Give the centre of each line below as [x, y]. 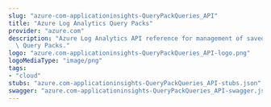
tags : [17, 68]
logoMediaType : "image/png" [56, 61]
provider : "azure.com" [46, 31]
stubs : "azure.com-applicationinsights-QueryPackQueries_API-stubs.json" [135, 83]
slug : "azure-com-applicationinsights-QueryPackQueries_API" [113, 16]
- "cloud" [25, 76]
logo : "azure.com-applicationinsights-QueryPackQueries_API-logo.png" [129, 53]
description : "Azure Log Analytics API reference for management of [126, 38]
